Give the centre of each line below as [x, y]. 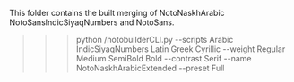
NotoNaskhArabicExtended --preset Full [150, 68]
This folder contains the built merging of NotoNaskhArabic [117, 13]
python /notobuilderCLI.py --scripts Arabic [155, 40]
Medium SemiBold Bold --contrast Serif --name [164, 58]
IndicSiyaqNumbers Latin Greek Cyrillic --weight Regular [181, 49]
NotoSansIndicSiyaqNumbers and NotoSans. [92, 22]
